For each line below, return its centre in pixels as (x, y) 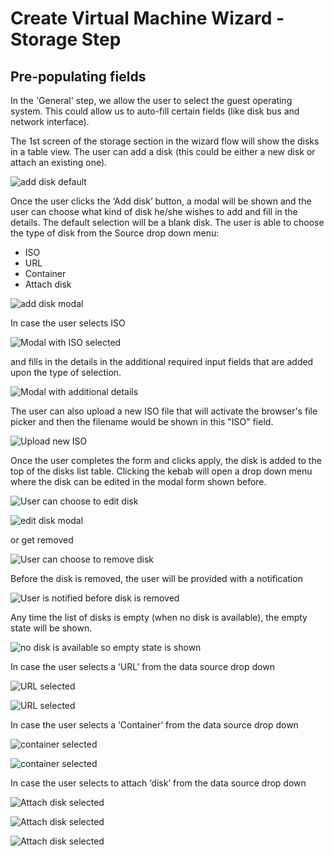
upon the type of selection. (66, 372)
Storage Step (66, 39)
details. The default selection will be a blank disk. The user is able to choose (167, 222)
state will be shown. (51, 628)
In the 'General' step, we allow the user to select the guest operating (151, 100)
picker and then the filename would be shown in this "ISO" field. (142, 421)
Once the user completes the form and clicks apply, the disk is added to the (166, 460)
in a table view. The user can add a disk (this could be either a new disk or (163, 151)
